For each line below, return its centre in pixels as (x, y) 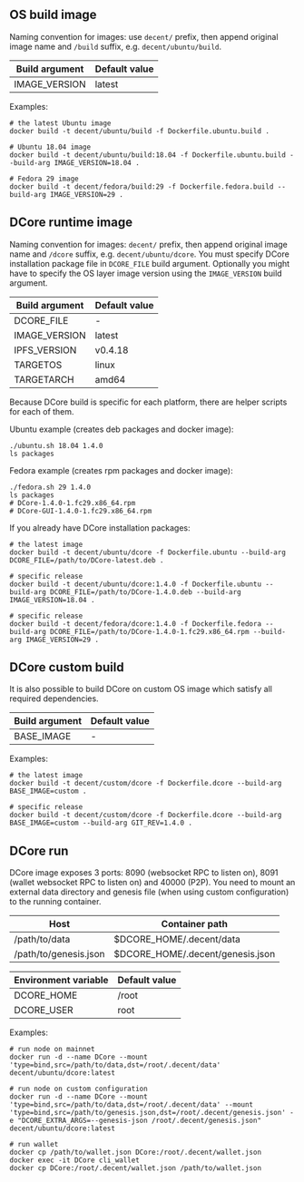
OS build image (53, 15)
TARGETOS (38, 365)
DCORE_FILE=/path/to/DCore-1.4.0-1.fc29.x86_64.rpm (149, 631)
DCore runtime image (71, 223)
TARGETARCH (44, 379)
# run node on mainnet (52, 1050)
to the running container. (55, 902)
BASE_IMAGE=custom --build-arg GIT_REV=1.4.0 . (101, 823)
